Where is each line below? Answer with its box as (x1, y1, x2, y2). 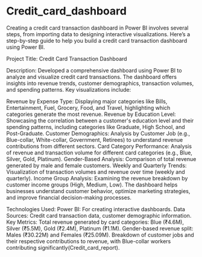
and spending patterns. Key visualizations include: (6, 86, 131, 93)
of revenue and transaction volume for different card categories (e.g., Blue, (6, 149, 193, 156)
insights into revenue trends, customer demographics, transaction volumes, (6, 80, 194, 87)
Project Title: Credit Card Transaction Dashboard (6, 55, 128, 62)
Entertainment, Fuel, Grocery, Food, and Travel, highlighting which (6, 104, 171, 111)
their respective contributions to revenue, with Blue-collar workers (6, 237, 171, 245)
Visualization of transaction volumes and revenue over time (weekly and (6, 168, 185, 176)
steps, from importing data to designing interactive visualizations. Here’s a (6, 30, 191, 37)
